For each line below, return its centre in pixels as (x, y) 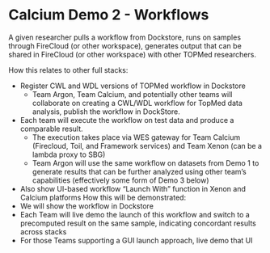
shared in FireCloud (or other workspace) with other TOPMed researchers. (133, 54)
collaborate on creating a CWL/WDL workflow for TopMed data (137, 103)
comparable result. (51, 129)
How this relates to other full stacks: (68, 70)
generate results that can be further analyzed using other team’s (139, 171)
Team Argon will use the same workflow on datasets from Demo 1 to (146, 162)
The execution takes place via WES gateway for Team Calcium (136, 137)
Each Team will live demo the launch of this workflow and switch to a (135, 214)
